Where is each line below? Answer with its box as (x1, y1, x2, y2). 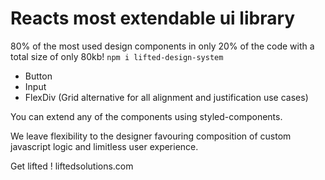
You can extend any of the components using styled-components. (10, 110, 283, 122)
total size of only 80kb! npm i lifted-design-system (10, 50, 224, 62)
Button (24, 70, 53, 82)
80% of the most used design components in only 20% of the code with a (10, 40, 315, 52)
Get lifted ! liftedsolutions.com (10, 160, 134, 172)
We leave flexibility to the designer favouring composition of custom (10, 130, 292, 142)
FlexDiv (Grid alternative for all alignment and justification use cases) (24, 91, 309, 103)
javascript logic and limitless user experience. (10, 140, 199, 152)
